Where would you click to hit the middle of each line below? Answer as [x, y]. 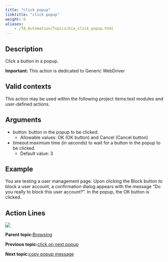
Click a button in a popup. [32, 61]
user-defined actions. [28, 104]
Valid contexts [28, 87]
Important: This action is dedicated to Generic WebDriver [65, 70]
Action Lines [25, 213]
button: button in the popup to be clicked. [56, 132]
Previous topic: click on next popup [42, 244]
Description [24, 49]
